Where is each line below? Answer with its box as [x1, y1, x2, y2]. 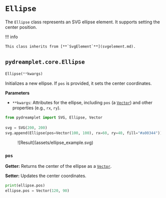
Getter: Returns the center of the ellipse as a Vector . [5, 163, 112, 169]
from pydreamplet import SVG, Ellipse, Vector [5, 115, 103, 120]
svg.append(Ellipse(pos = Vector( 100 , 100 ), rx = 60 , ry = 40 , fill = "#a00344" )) [5, 131, 163, 136]
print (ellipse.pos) [5, 183, 45, 188]
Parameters [5, 90, 30, 96]
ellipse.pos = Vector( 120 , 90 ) [5, 189, 70, 194]
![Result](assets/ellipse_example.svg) [17, 139, 94, 146]
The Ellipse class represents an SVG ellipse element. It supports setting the [5, 19, 160, 25]
